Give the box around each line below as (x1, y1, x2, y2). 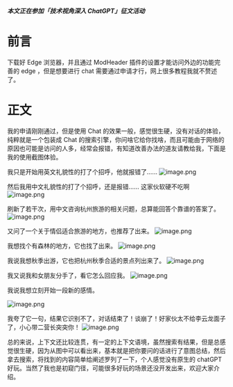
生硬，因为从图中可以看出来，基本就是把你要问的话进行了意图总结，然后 (19, 346, 226, 354)
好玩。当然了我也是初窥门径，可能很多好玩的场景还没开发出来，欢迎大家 (7, 363, 214, 372)
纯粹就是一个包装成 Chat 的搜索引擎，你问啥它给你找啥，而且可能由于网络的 (7, 135, 225, 143)
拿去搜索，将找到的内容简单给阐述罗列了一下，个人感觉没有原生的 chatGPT (7, 355, 223, 363)
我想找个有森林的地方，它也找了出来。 (7, 242, 116, 250)
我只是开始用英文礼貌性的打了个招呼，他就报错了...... (7, 167, 158, 176)
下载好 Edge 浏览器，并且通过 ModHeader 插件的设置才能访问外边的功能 (7, 58, 215, 66)
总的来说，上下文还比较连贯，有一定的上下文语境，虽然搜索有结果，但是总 (7, 338, 220, 346)
